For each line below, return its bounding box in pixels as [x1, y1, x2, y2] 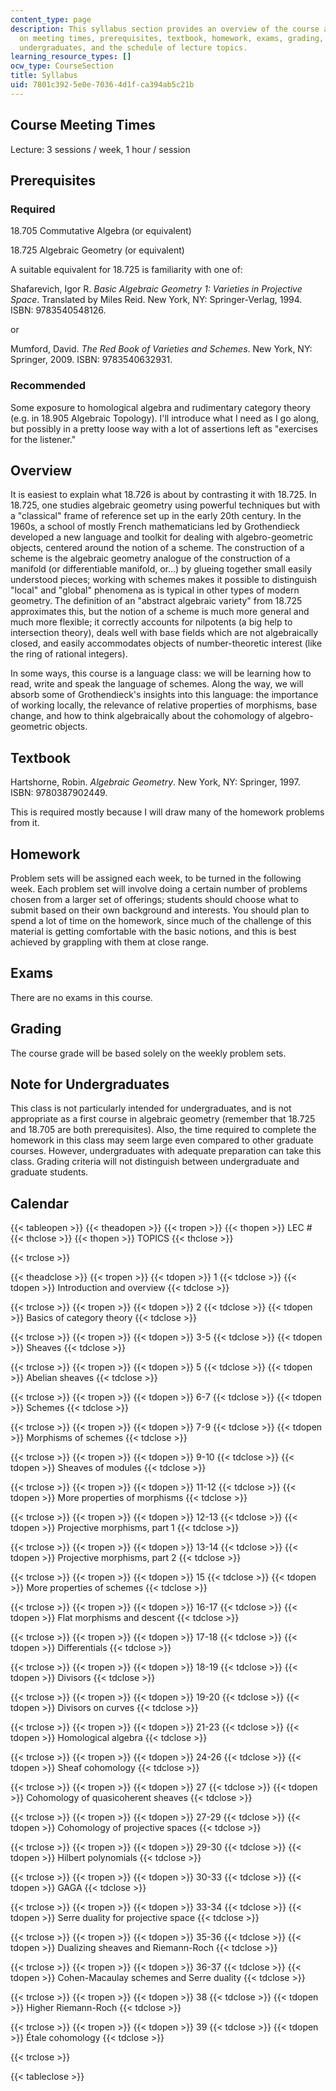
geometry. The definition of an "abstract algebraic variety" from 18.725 [10, 595, 303, 607]
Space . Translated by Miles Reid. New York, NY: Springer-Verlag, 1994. [10, 294, 303, 306]
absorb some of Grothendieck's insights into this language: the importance [10, 689, 319, 701]
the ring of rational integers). [10, 648, 128, 660]
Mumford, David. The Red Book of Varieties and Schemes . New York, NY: [10, 343, 313, 355]
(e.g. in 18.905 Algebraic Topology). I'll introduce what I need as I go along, [10, 412, 320, 424]
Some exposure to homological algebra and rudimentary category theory [10, 401, 312, 413]
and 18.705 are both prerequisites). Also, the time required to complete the [10, 1124, 317, 1136]
